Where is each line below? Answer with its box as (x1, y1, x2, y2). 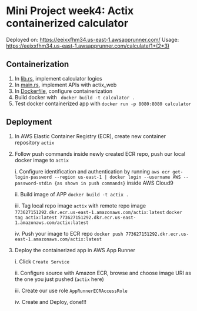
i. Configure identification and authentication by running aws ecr (14, 168, 171, 175)
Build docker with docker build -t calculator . (14, 93, 135, 101)
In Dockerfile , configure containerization (14, 87, 113, 95)
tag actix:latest (14, 215, 58, 220)
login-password (14, 174, 52, 180)
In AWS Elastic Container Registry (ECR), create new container (14, 132, 166, 139)
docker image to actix (14, 156, 69, 163)
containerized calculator (6, 16, 128, 30)
